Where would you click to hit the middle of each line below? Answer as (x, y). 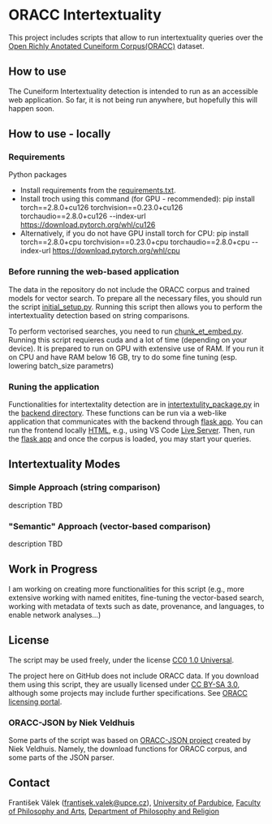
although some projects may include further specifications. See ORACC (128, 692)
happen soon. (32, 108)
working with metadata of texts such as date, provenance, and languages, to (136, 606)
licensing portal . (35, 701)
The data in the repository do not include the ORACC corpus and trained (129, 289)
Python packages (38, 175)
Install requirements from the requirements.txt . (98, 190)
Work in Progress (53, 569)
